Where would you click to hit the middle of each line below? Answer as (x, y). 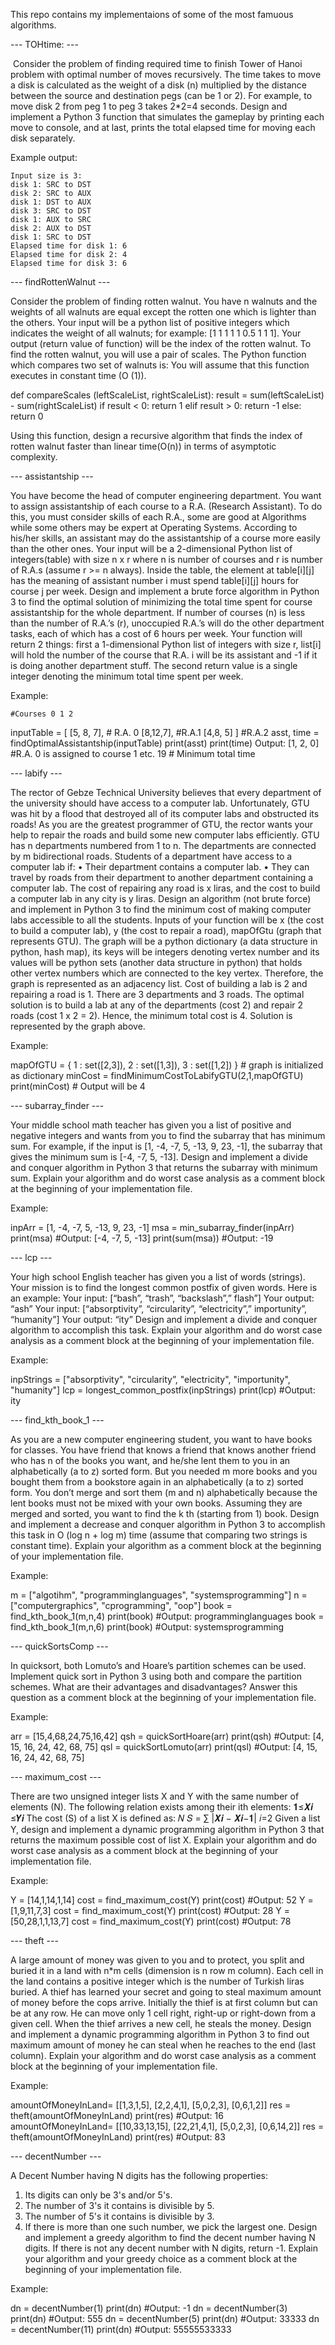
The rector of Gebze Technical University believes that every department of (166, 792)
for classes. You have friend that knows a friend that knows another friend (163, 1450)
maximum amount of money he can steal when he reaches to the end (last (163, 2045)
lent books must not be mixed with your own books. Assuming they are (156, 1503)
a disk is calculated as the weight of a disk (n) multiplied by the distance (159, 85)
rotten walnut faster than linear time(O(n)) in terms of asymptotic (143, 446)
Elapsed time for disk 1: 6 (69, 246)
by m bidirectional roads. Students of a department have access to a (151, 856)
